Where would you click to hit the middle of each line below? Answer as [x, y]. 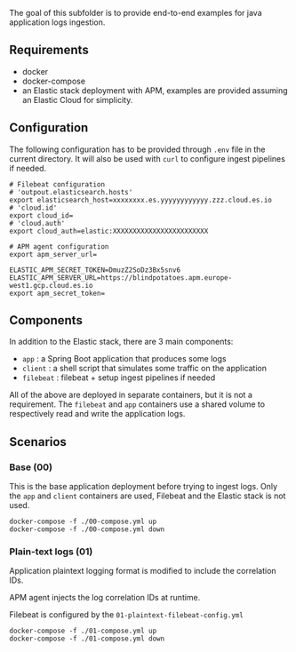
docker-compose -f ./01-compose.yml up [83, 631]
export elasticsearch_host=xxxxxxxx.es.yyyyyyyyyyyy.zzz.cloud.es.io [141, 200]
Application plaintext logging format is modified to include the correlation [143, 571]
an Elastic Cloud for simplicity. [77, 99]
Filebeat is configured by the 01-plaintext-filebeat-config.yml [127, 615]
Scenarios [38, 442]
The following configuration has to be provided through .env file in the [137, 149]
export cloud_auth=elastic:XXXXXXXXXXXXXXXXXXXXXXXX [109, 231]
